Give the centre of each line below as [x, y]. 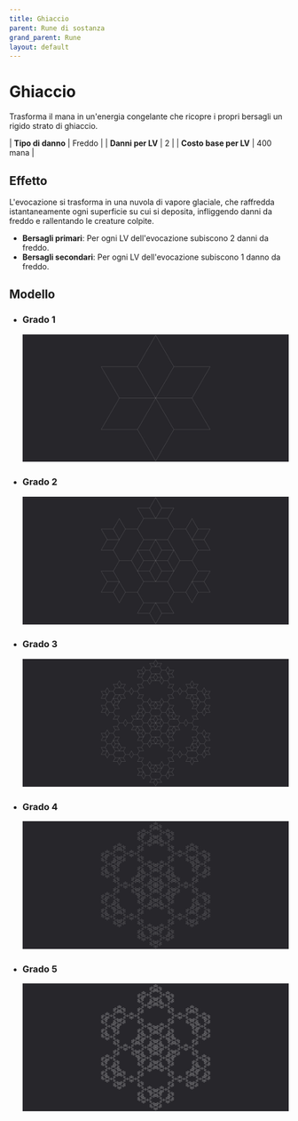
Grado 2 [39, 482]
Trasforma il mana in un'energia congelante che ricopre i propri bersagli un [146, 116]
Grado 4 [40, 806]
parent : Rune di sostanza [57, 28]
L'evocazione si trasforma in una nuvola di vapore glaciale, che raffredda [142, 202]
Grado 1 [39, 320]
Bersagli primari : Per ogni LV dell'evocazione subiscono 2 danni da [145, 238]
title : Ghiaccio [39, 19]
